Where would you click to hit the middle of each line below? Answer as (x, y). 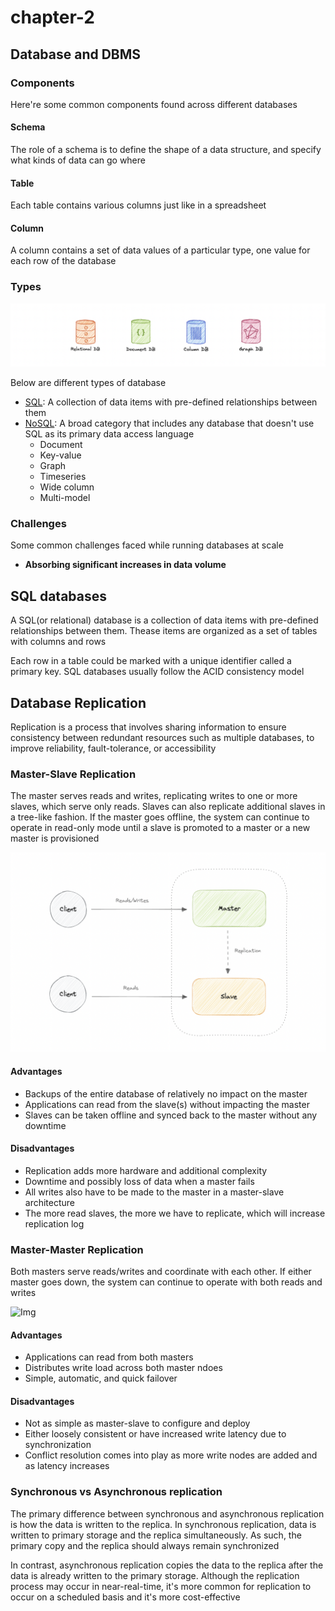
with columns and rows (58, 642)
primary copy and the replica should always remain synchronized (145, 1545)
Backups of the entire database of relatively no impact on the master (166, 1093)
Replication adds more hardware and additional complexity (146, 1170)
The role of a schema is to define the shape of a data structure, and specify (166, 150)
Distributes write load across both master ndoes (123, 1368)
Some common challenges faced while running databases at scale (147, 545)
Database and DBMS (76, 54)
